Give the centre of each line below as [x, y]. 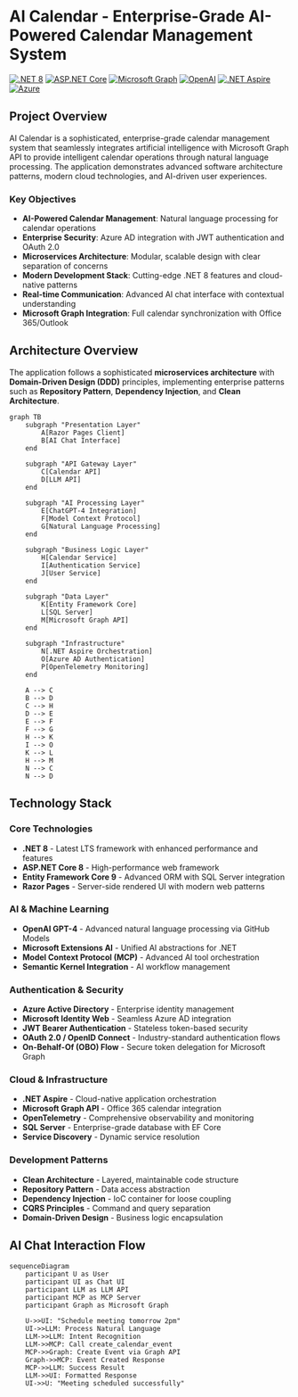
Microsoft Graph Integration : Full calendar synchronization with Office [152, 313]
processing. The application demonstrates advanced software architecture [146, 166]
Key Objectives [43, 199]
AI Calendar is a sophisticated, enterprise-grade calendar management [139, 138]
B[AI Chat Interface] [81, 440]
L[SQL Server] [67, 612]
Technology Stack [60, 803]
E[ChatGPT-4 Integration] [89, 510]
